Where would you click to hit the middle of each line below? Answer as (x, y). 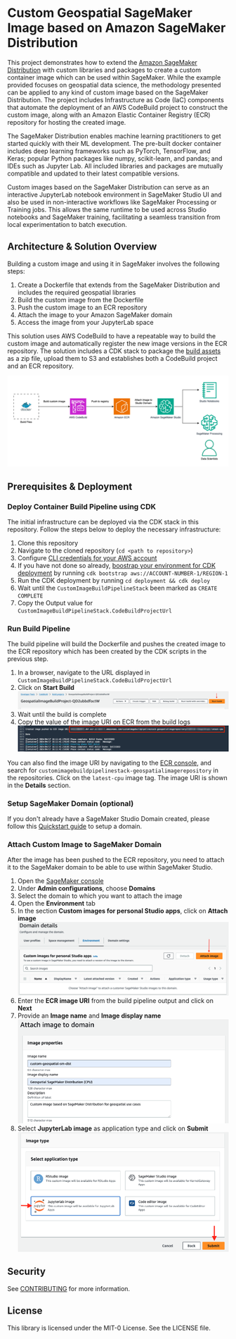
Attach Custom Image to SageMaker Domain (84, 845)
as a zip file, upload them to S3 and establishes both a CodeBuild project (112, 358)
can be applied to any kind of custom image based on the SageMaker (108, 92)
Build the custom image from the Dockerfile (80, 300)
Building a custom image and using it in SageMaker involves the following (113, 264)
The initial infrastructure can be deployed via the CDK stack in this (103, 522)
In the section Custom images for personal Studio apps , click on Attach (123, 911)
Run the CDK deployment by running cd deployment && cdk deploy (114, 581)
